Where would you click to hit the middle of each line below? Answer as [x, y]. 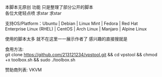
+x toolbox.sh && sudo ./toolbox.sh [40, 60]
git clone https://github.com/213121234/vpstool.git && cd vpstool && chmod [81, 54]
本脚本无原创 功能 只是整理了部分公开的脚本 [49, 7]
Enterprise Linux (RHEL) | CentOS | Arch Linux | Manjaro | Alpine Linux [76, 29]
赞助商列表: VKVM [23, 70]
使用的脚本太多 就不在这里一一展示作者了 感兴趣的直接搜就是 [66, 39]
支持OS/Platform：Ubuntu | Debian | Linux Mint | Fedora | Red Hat [71, 23]
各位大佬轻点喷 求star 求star [34, 13]
